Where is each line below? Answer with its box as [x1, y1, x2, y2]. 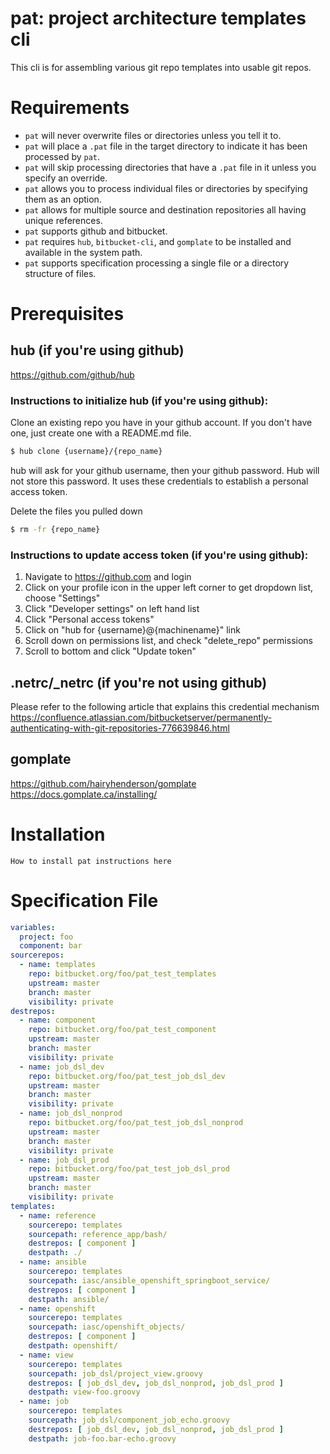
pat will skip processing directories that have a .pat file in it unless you [24, 161, 317, 173]
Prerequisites [10, 303, 125, 326]
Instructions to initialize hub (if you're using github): [10, 393, 269, 407]
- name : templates [19, 960, 97, 970]
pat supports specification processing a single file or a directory [24, 257, 290, 269]
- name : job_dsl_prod [19, 1155, 110, 1165]
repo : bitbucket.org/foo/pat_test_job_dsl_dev [28, 1071, 226, 1081]
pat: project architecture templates [10, 7, 307, 30]
